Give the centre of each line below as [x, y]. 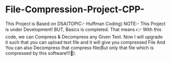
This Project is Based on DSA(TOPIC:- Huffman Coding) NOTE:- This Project [86, 24]
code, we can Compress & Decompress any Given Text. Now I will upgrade [84, 36]
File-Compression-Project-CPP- [75, 9]
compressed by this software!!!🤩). [41, 53]
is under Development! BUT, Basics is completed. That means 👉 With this [83, 29]
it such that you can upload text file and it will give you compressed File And [85, 42]
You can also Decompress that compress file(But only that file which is [80, 48]
